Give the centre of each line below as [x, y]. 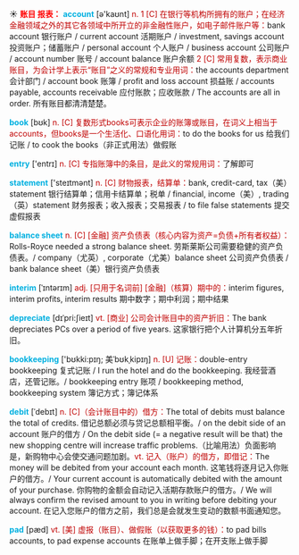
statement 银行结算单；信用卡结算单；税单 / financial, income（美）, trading [149, 194]
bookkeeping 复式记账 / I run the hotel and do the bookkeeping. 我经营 [139, 370]
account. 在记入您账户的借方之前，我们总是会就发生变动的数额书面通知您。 [148, 510]
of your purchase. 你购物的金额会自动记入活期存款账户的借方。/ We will [141, 490]
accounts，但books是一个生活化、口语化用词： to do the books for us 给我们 [149, 134]
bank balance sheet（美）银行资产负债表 [85, 269]
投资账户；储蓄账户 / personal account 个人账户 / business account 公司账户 [149, 47]
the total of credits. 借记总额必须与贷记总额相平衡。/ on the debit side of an [147, 423]
